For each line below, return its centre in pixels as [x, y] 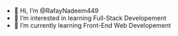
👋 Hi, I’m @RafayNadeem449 [56, 11]
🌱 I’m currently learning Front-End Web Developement [92, 25]
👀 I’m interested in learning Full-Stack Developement [90, 18]
